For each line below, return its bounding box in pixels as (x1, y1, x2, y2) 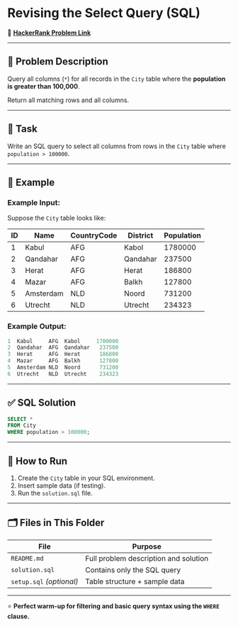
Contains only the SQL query (84, 565, 181, 575)
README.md (11, 554, 44, 562)
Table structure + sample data (84, 576, 186, 586)
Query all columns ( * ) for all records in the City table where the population (7, 74, 226, 83)
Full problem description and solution (84, 553, 209, 563)
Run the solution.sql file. (17, 489, 93, 498)
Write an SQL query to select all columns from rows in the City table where (7, 142, 227, 150)
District (127, 230, 154, 240)
